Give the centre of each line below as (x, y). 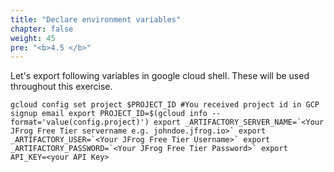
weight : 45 (33, 38)
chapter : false (42, 29)
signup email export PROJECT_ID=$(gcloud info (109, 114)
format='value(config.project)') (80, 122)
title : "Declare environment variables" (96, 19)
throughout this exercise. (61, 87)
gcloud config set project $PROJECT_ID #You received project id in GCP (165, 105)
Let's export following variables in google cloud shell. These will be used (160, 76)
